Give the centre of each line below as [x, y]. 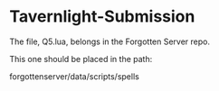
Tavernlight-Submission [102, 17]
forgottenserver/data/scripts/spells [75, 76]
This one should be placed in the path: [81, 59]
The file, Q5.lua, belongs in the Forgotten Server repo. [110, 41]
